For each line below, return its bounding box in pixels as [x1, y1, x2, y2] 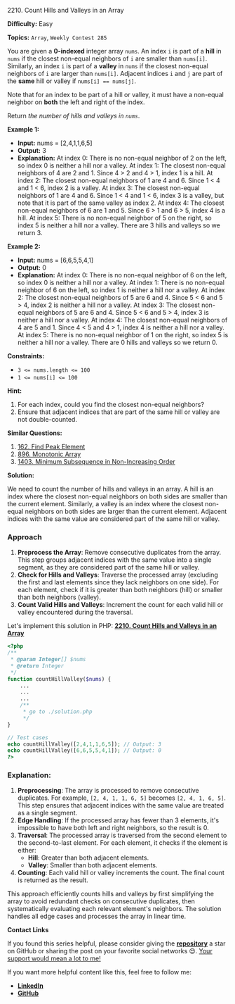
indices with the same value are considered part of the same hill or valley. [7, 515, 220, 523]
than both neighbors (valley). [17, 593, 102, 601]
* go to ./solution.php [22, 708, 93, 715]
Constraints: [7, 352, 45, 360]
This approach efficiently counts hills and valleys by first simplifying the [7, 890, 214, 898]
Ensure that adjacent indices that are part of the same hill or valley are [17, 408, 220, 416]
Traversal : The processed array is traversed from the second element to [17, 831, 227, 840]
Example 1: [7, 125, 40, 133]
